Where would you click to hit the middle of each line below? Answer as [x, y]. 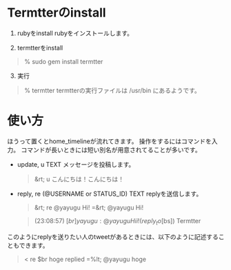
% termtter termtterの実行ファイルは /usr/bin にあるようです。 [112, 90]
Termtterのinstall [57, 13]
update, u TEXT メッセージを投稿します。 [76, 164]
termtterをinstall [40, 48]
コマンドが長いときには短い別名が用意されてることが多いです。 [111, 149]
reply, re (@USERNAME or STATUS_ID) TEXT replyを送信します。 [110, 194]
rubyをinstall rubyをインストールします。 [75, 33]
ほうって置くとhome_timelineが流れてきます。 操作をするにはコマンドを [110, 141]
